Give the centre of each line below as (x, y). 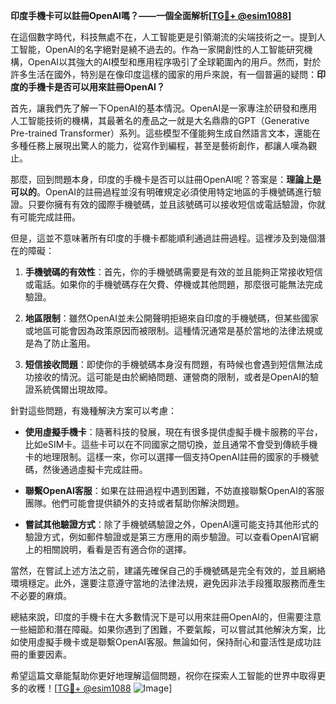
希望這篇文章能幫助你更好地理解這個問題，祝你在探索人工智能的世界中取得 (163, 675)
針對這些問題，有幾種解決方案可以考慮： (93, 410)
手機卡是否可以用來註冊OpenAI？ (96, 87)
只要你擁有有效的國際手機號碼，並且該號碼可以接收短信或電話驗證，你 (172, 204)
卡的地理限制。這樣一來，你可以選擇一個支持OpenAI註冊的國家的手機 (167, 457)
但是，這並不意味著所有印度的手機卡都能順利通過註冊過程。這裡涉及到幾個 (163, 238)
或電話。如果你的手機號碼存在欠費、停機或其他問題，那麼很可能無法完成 (173, 284)
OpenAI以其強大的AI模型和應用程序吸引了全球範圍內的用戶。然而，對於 (174, 62)
